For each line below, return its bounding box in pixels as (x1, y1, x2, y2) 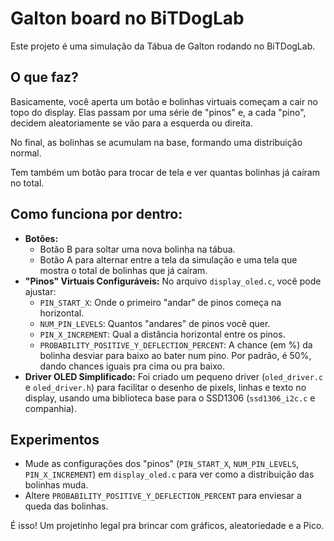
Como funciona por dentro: (10, 206, 183, 223)
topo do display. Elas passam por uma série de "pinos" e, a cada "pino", (10, 106, 307, 118)
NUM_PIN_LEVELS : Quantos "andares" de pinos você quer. (39, 317, 271, 329)
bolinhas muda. (24, 479, 89, 491)
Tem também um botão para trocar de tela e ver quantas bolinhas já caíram (10, 166, 320, 178)
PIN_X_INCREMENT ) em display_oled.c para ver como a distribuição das (24, 468, 315, 481)
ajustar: (24, 285, 57, 297)
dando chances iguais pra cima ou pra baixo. (39, 360, 225, 372)
